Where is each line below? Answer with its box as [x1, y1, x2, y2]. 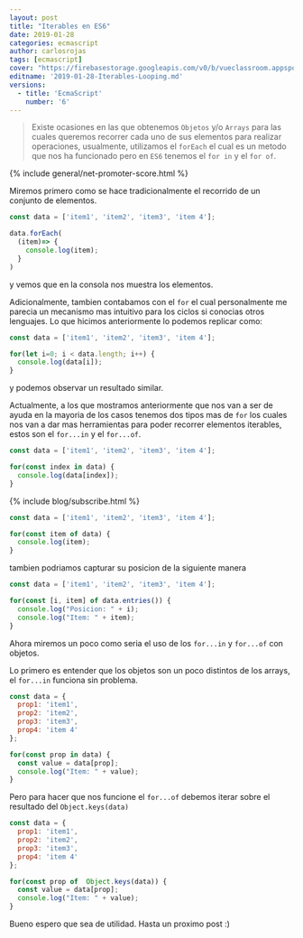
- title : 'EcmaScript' [17, 88, 103, 98]
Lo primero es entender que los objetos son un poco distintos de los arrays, [9, 664, 290, 675]
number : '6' [25, 97, 70, 107]
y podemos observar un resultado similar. [9, 383, 164, 394]
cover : [9, 64, 34, 73]
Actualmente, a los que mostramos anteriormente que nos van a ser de [9, 400, 273, 411]
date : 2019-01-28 [9, 30, 75, 39]
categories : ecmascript [9, 38, 99, 48]
